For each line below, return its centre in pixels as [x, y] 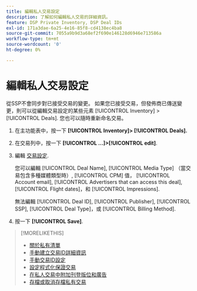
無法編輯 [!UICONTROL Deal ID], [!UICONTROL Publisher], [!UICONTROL [103, 201]
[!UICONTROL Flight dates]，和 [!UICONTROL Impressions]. [87, 189]
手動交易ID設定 [47, 260]
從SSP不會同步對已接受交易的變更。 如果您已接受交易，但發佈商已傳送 [92, 103]
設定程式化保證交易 [53, 267]
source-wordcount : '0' [34, 45]
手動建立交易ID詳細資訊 [58, 252]
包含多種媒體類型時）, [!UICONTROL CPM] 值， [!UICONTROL [95, 175]
